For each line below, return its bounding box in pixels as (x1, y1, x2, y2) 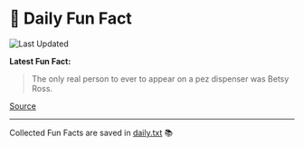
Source (9, 100, 36, 112)
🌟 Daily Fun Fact (9, 8, 133, 29)
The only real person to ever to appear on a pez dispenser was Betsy (31, 73, 290, 84)
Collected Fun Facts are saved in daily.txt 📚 (9, 127, 174, 138)
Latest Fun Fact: (9, 55, 71, 66)
